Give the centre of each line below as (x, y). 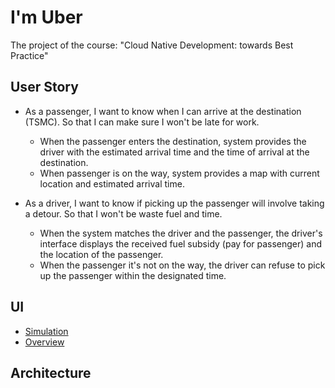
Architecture (51, 372)
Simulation (46, 331)
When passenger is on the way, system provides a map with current (179, 173)
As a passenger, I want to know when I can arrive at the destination (163, 111)
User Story (44, 87)
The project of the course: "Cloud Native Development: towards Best (152, 45)
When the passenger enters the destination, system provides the (173, 141)
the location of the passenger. (101, 254)
